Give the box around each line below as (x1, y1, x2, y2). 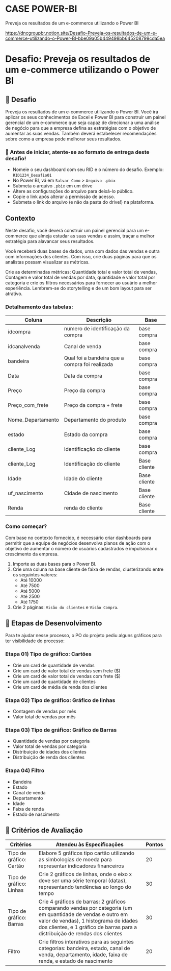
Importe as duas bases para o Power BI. (12, 561, 97, 567)
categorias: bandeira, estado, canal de (38, 945, 131, 952)
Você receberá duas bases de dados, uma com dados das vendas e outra (5, 248, 160, 254)
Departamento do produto (64, 417, 126, 424)
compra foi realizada (64, 361, 113, 368)
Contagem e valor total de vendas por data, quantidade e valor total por (5, 274, 156, 281)
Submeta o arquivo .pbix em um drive (12, 183, 93, 189)
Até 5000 (20, 588, 40, 594)
